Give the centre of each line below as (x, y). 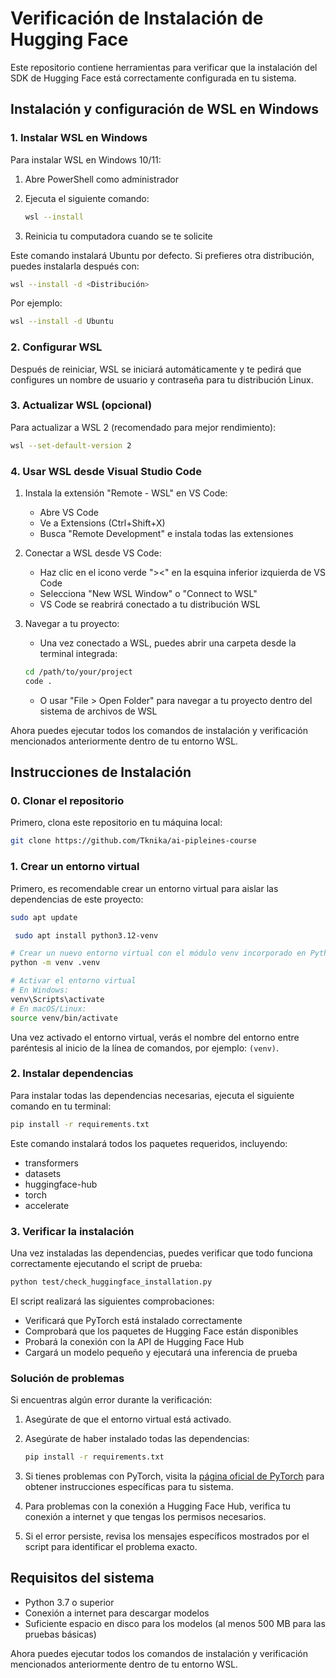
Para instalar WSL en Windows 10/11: (86, 159)
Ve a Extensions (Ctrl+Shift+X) (102, 523)
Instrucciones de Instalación (101, 772)
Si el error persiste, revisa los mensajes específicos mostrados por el (167, 1536)
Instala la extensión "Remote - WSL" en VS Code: (126, 493)
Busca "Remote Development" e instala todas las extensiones (166, 534)
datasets (43, 1173)
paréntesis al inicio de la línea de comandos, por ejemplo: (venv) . (144, 1048)
